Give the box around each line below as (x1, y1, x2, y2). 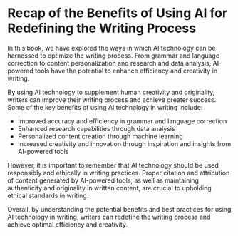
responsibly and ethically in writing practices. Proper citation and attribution (7, 168, 230, 177)
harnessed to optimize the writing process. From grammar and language (7, 51, 219, 60)
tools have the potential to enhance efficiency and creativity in (34, 66, 218, 75)
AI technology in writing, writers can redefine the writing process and (7, 212, 211, 221)
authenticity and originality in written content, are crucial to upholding (7, 183, 212, 192)
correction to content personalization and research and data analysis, (7, 58, 212, 67)
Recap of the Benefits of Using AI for (7, 5, 228, 21)
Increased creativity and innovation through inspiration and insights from (17, 139, 232, 148)
